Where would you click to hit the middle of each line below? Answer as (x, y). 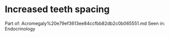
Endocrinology (20, 28)
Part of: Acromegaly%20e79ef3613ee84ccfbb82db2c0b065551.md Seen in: (85, 23)
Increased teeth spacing (57, 9)
